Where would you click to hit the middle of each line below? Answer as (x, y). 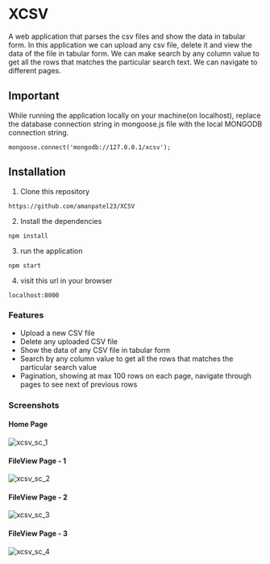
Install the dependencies (61, 221)
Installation (37, 172)
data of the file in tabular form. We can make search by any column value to (134, 53)
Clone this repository (55, 191)
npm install (28, 236)
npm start (25, 265)
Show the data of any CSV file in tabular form (95, 350)
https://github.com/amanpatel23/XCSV (72, 206)
